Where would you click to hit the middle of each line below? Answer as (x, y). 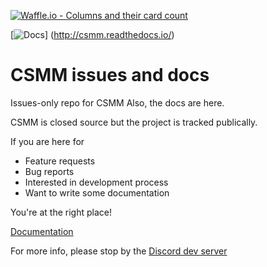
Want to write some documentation (97, 192)
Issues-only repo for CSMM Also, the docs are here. (117, 102)
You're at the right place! (61, 212)
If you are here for (47, 141)
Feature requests (60, 161)
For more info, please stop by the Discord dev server (119, 251)
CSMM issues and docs (110, 75)
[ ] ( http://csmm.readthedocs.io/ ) (92, 34)
